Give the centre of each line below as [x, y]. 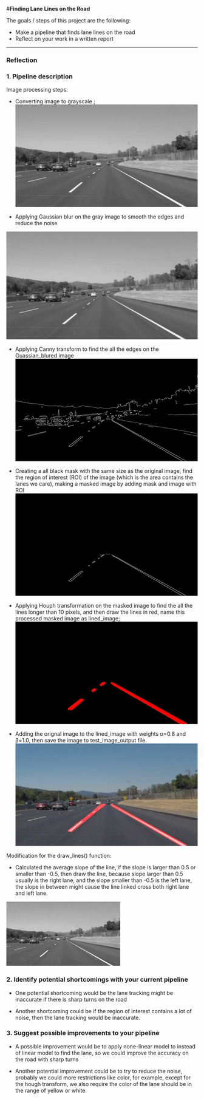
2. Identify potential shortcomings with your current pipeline [97, 980]
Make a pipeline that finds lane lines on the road [75, 32]
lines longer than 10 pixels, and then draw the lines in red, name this [100, 612]
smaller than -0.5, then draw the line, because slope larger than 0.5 [99, 874]
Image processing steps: [37, 90]
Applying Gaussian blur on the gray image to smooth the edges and [99, 217]
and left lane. [31, 893]
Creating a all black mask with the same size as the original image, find [104, 470]
